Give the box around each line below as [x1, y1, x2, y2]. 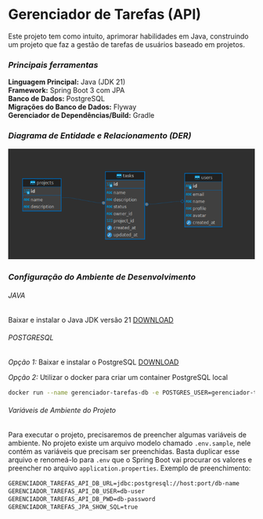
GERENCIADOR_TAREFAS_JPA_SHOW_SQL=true [8, 503, 139, 511]
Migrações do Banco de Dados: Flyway [8, 102, 137, 111]
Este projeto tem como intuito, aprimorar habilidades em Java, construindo [8, 31, 249, 41]
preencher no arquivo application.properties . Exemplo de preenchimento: [8, 463, 251, 473]
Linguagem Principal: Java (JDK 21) [8, 77, 126, 87]
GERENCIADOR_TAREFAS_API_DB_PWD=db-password [8, 495, 156, 503]
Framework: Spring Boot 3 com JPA [8, 86, 125, 95]
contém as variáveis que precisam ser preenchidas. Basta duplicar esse [8, 447, 240, 456]
